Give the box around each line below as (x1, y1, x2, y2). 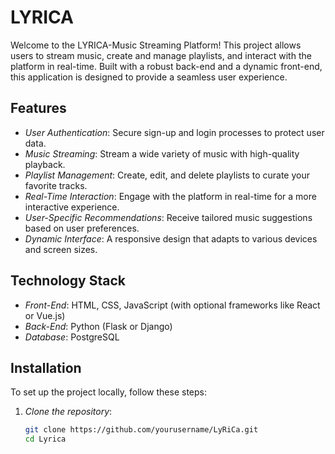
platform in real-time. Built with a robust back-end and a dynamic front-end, (10, 60, 323, 72)
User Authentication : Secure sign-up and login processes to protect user (24, 126, 325, 138)
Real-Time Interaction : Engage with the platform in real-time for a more (24, 190, 317, 202)
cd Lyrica (24, 434, 67, 445)
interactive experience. (24, 201, 120, 213)
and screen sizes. (24, 243, 98, 255)
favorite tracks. (24, 179, 88, 191)
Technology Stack (10, 272, 126, 290)
